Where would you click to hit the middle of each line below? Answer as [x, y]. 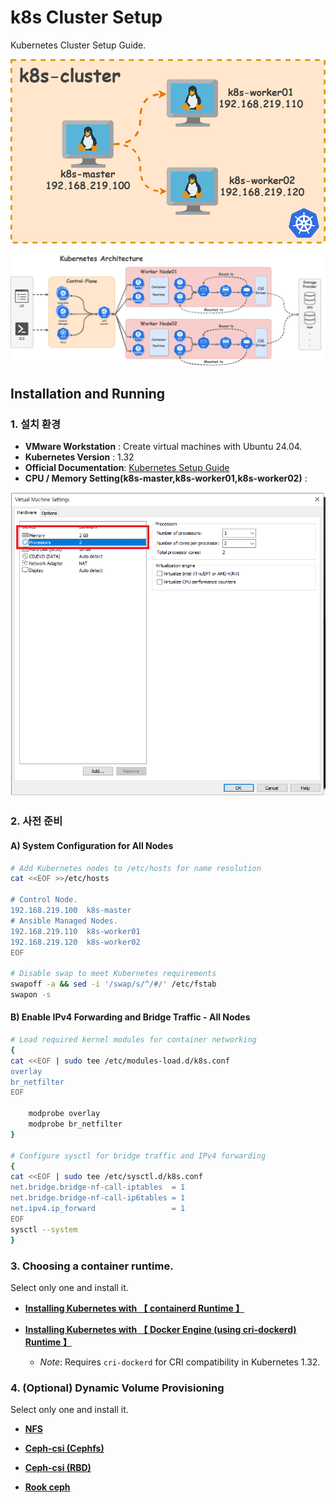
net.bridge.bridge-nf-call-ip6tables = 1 [98, 1198]
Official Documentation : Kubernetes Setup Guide [127, 467]
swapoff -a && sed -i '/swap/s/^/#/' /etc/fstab [113, 984]
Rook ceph [47, 1487]
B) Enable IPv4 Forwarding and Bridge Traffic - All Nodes [130, 1017]
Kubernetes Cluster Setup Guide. [78, 45]
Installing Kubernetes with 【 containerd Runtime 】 [134, 1308]
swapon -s [31, 995]
